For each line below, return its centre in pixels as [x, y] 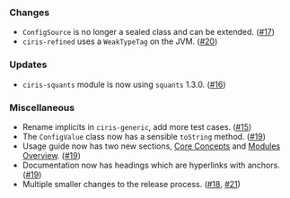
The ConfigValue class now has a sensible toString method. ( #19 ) [144, 136]
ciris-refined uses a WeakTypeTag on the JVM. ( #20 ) [120, 41]
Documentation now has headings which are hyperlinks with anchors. [151, 165]
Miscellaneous [42, 108]
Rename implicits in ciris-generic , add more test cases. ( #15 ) [137, 126]
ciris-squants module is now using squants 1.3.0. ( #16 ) [124, 84]
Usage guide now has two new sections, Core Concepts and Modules [151, 146]
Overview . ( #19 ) [51, 155]
